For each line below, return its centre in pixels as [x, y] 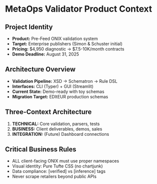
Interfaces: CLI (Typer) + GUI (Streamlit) [53, 86]
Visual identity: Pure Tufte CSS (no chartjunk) [57, 166]
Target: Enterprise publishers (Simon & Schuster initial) [67, 44]
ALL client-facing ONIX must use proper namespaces [65, 161]
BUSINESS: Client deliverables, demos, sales [57, 129]
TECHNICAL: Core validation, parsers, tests [56, 124]
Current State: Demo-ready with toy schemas [58, 92]
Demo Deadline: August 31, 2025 [45, 54]
